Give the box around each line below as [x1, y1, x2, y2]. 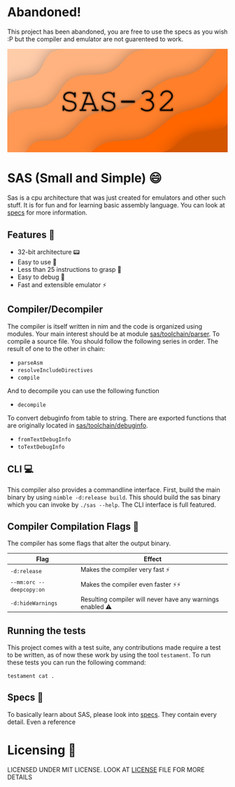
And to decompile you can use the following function [7, 386, 159, 395]
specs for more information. [7, 208, 87, 217]
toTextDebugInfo [17, 443, 65, 451]
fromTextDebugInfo [17, 436, 71, 443]
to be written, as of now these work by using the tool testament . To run [7, 650, 211, 659]
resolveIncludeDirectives [17, 367, 93, 374]
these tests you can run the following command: [7, 658, 146, 666]
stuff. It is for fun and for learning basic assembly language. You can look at [7, 201, 225, 210]
